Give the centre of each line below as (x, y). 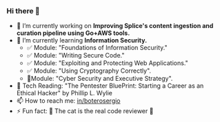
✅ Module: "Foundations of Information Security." (97, 48)
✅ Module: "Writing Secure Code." (76, 56)
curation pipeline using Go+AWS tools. (73, 33)
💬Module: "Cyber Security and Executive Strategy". (100, 79)
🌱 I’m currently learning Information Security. (82, 40)
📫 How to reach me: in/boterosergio (69, 101)
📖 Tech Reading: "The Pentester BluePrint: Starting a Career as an (110, 86)
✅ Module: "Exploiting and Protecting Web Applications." (108, 63)
